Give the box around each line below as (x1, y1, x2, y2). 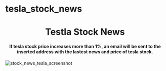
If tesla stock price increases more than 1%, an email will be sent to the (9, 43, 161, 49)
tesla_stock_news (5, 3, 82, 15)
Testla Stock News (45, 26, 125, 38)
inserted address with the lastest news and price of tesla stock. (17, 49, 153, 55)
